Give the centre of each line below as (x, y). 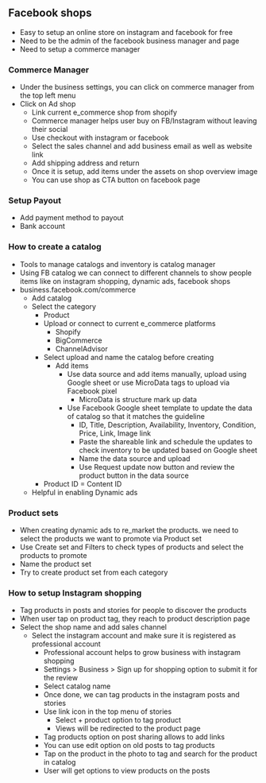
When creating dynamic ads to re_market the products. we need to (129, 530)
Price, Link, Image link (115, 433)
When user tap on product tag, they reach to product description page (135, 618)
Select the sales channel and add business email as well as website (142, 146)
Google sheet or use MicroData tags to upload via (148, 382)
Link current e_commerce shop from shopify (104, 112)
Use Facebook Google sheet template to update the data (160, 408)
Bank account (42, 227)
